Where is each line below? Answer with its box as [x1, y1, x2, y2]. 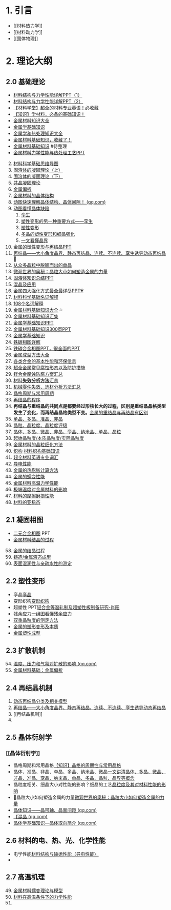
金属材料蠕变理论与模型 [13, 887, 63, 894]
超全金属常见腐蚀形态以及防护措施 [13, 365, 85, 371]
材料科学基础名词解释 [13, 294, 58, 300]
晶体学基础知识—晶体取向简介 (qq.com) [13, 820, 97, 826]
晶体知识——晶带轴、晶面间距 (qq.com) [13, 807, 97, 813]
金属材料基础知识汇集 [13, 313, 58, 319]
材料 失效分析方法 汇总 [13, 377, 58, 383]
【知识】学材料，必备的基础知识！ [13, 111, 85, 117]
